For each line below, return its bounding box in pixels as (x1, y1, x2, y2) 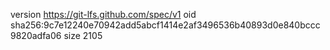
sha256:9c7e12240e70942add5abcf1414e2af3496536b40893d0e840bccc (10, 19, 321, 31)
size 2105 (63, 30, 103, 41)
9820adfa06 (10, 30, 62, 41)
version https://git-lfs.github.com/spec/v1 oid (10, 9, 197, 20)
